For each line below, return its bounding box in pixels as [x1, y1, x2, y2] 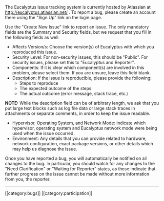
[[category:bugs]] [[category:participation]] [5, 190, 93, 196]
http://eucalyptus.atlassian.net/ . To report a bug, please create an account [5, 9, 156, 15]
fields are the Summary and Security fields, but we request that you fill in [5, 29, 152, 35]
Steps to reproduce [19, 80, 59, 86]
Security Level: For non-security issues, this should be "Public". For [12, 54, 148, 60]
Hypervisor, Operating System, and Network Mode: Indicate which [12, 120, 146, 126]
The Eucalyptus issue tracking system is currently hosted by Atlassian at [5, 4, 151, 10]
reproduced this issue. [12, 49, 58, 55]
